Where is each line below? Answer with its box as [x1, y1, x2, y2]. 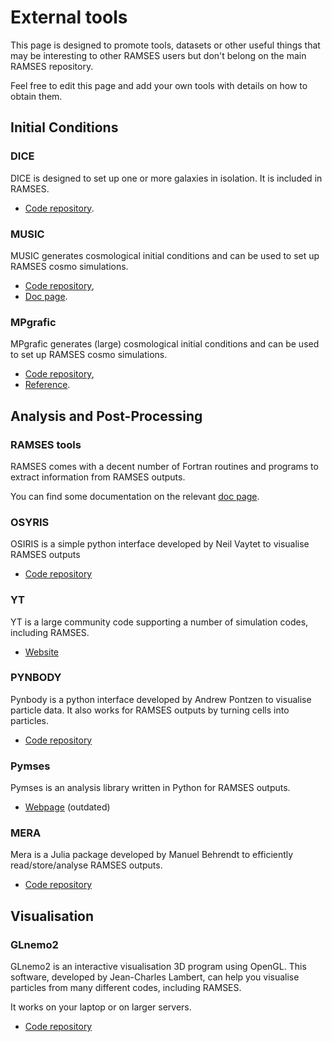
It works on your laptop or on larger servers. [10, 1001, 192, 1013]
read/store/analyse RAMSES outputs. [10, 859, 163, 871]
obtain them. [10, 90, 63, 102]
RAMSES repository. [10, 60, 94, 72]
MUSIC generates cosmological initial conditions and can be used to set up [10, 249, 320, 261]
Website [24, 646, 60, 658]
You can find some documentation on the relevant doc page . [10, 490, 260, 502]
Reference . [24, 379, 71, 391]
